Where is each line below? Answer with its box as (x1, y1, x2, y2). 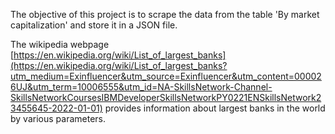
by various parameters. (10, 113, 106, 124)
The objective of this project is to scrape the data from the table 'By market (10, 9, 320, 20)
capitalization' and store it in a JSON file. (10, 19, 178, 31)
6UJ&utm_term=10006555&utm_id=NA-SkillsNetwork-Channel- (10, 81, 273, 93)
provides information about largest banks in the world (104, 102, 326, 114)
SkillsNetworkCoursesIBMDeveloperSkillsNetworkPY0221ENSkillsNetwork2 (10, 92, 322, 103)
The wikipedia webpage (10, 39, 110, 50)
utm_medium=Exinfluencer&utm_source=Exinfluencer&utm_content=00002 (10, 70, 322, 82)
